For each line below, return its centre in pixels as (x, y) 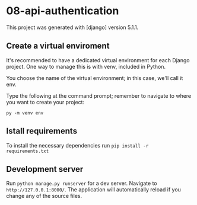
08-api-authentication (63, 11)
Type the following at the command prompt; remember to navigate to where (99, 95)
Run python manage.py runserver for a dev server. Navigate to (82, 183)
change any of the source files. (44, 196)
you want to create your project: (45, 102)
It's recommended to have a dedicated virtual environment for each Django (98, 60)
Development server (45, 169)
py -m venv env (25, 113)
